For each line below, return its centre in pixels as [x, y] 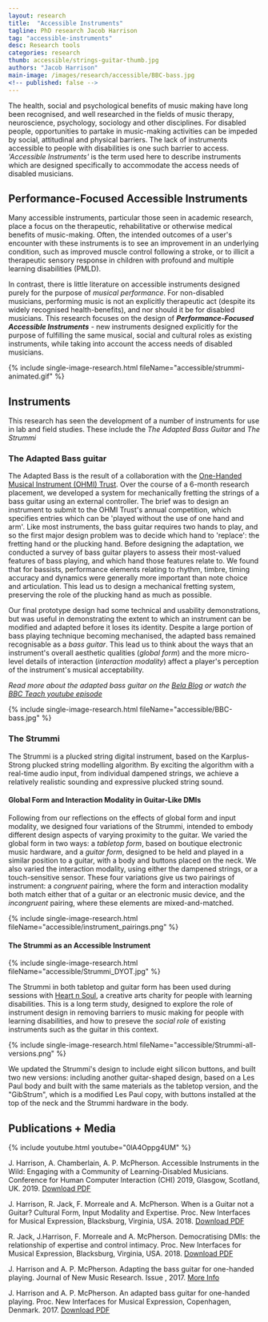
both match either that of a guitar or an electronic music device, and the [127, 894]
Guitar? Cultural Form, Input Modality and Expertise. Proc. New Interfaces [129, 1212]
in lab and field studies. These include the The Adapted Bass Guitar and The [134, 430]
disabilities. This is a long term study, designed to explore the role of [121, 1004]
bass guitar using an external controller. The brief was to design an [119, 502]
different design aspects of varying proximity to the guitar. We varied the [128, 835]
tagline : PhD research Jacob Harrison [73, 30]
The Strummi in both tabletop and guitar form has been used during [120, 987]
